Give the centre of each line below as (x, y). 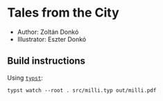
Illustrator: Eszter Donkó (52, 39)
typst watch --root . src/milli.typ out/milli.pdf (82, 90)
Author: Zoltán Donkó (48, 32)
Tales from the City (63, 13)
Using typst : (25, 77)
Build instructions (46, 61)
